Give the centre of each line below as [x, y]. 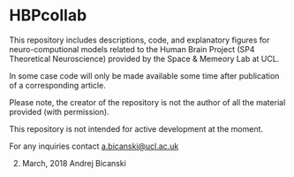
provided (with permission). [59, 112]
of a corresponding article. [57, 85]
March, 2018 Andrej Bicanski [74, 163]
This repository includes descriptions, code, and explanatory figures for [139, 40]
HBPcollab [48, 15]
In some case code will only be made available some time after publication [144, 75]
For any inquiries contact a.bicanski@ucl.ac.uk [94, 146]
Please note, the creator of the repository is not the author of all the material [147, 102]
